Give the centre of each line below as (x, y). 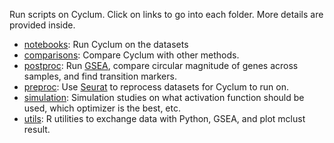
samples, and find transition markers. (100, 76)
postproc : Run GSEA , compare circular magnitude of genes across (161, 65)
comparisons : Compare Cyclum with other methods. (131, 55)
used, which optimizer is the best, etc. (102, 108)
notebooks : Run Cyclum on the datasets (106, 44)
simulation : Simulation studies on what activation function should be (164, 97)
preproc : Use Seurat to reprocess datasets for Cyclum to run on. (156, 87)
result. (37, 129)
